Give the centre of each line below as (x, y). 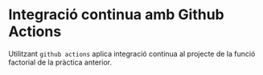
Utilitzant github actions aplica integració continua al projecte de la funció (132, 53)
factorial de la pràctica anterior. (60, 62)
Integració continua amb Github (116, 15)
